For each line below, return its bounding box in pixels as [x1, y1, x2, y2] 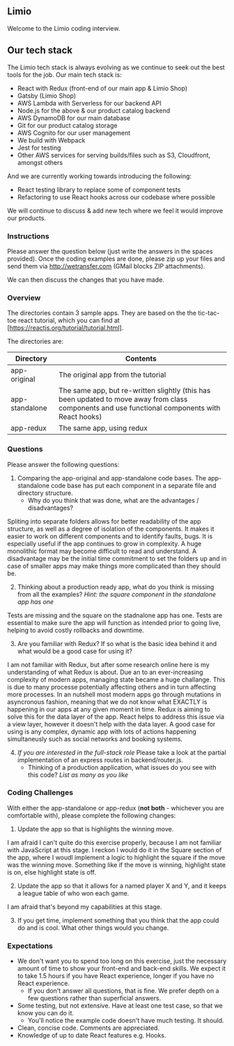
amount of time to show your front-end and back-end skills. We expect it [17, 964, 226, 973]
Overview [7, 293, 41, 303]
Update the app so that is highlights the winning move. [17, 824, 174, 833]
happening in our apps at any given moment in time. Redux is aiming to [7, 705, 211, 713]
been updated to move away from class [58, 394, 188, 404]
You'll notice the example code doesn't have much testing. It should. [27, 1017, 224, 1025]
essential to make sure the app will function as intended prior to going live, [7, 618, 221, 626]
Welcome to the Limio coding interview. [7, 24, 120, 32]
